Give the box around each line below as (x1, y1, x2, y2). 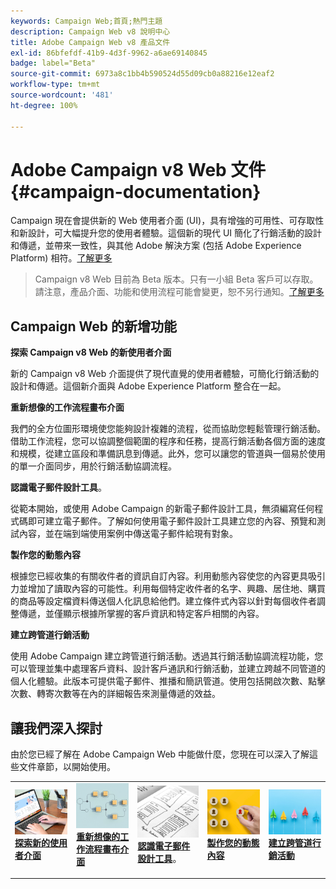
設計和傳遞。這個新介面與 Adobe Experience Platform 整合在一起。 (10, 380, 287, 392)
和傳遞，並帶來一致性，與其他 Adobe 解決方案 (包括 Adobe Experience (10, 240, 302, 252)
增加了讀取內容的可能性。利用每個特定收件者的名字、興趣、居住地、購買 (27, 583, 326, 595)
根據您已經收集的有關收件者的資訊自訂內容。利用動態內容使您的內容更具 (10, 570, 308, 582)
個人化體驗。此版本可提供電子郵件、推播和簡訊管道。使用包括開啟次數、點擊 (10, 675, 326, 687)
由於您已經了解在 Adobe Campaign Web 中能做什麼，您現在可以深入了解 (10, 748, 310, 760)
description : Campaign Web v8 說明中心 (10, 26, 171, 37)
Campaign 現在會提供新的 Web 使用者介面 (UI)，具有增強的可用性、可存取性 (10, 215, 325, 227)
